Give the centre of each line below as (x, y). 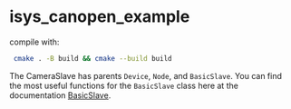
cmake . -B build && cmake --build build (92, 58)
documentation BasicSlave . (60, 95)
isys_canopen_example (100, 17)
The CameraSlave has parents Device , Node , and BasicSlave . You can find (146, 75)
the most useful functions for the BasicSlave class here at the (124, 85)
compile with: (34, 42)
